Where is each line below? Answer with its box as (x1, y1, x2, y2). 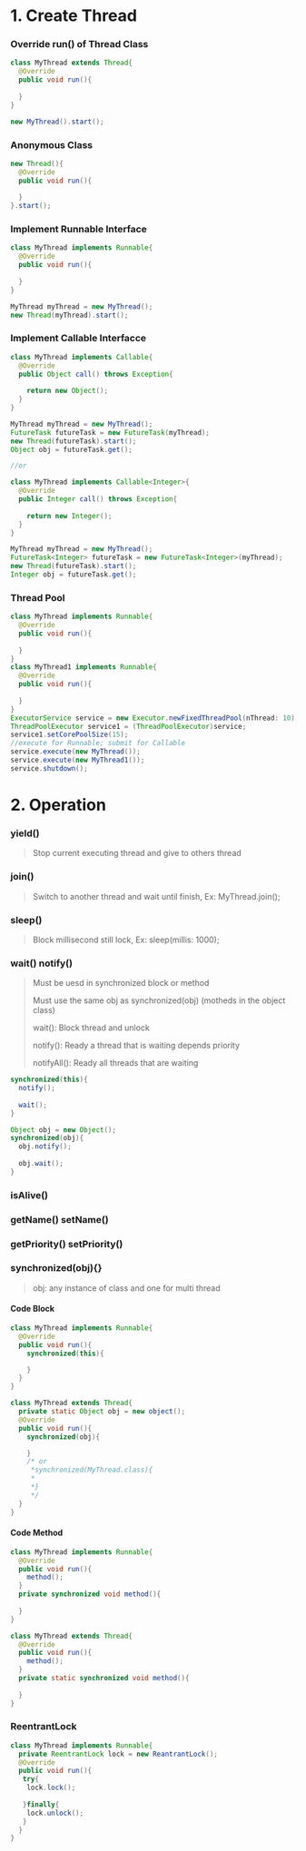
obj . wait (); (18, 1159, 64, 1168)
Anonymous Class (10, 138, 94, 151)
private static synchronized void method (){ (18, 1674, 190, 1683)
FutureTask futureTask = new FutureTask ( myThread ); (10, 428, 210, 437)
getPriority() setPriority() (10, 1237, 123, 1250)
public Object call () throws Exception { (18, 369, 173, 379)
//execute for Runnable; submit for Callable (10, 739, 185, 748)
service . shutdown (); (10, 763, 89, 773)
